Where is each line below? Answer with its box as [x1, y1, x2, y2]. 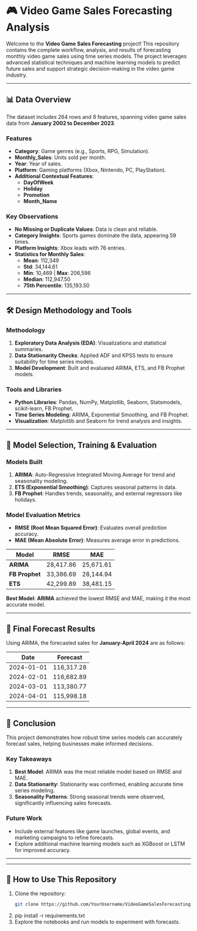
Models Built [6, 458, 43, 466]
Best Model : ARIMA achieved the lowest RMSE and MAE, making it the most [6, 595, 191, 602]
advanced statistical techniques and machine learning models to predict [6, 59, 181, 66]
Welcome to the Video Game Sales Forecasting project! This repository [6, 40, 180, 47]
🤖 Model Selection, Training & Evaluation [6, 440, 157, 450]
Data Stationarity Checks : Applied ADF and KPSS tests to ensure [14, 352, 173, 359]
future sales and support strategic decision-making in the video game [6, 65, 175, 72]
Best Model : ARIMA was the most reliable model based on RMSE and [14, 768, 182, 776]
